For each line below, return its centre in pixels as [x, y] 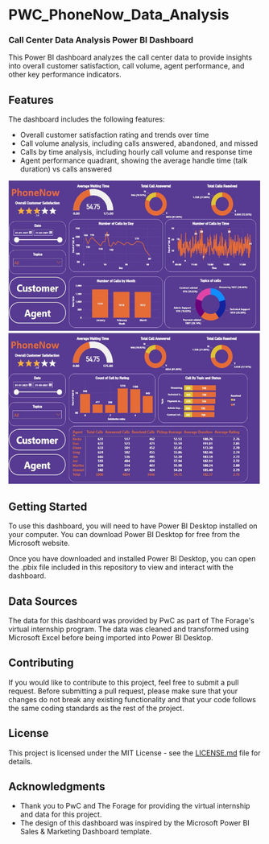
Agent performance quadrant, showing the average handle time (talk [134, 161]
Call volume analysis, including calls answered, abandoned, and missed [139, 143]
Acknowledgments [57, 786]
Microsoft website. [39, 543]
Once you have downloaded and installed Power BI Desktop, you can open [132, 559]
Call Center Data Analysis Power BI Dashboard [101, 40]
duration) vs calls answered [66, 169]
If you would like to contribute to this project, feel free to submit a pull [124, 682]
